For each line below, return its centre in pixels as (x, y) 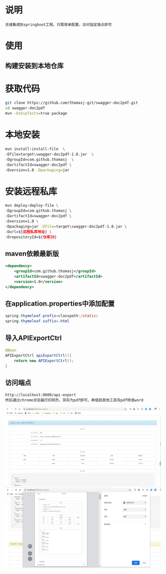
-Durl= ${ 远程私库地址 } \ (28, 232)
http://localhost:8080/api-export (41, 395)
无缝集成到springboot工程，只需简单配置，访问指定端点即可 (59, 25)
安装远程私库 (31, 191)
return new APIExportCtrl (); (44, 361)
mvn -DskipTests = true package (36, 114)
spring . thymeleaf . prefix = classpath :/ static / (52, 316)
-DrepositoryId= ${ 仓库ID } (31, 237)
